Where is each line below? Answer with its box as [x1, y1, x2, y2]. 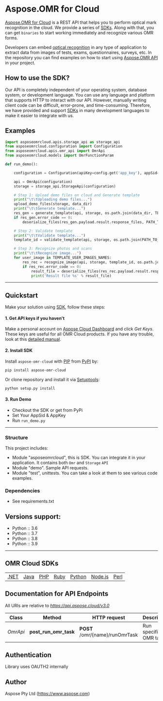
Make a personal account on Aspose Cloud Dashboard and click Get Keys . [5, 326, 154, 332]
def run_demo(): [5, 162, 38, 167]
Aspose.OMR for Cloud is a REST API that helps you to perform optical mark [5, 19, 157, 25]
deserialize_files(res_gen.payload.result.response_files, [22, 219, 145, 224]
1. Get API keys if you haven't [5, 315, 65, 321]
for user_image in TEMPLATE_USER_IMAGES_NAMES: [14, 255, 112, 260]
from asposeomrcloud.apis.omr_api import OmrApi [5, 149, 105, 153]
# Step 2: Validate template [14, 228, 73, 234]
